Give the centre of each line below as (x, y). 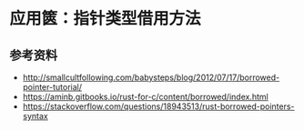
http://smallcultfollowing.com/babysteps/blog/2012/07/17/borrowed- (151, 77)
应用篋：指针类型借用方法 (106, 19)
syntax (35, 116)
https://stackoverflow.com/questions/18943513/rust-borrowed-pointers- (158, 106)
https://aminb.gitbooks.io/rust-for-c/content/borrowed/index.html (145, 97)
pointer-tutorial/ (52, 87)
